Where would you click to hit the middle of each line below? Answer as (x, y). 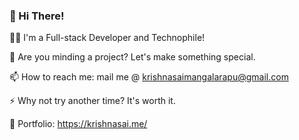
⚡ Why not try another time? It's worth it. (92, 101)
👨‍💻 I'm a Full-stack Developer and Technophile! (107, 38)
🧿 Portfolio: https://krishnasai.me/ (78, 124)
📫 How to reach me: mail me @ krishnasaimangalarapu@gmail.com (149, 77)
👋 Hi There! (37, 16)
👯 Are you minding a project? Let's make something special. (132, 57)
